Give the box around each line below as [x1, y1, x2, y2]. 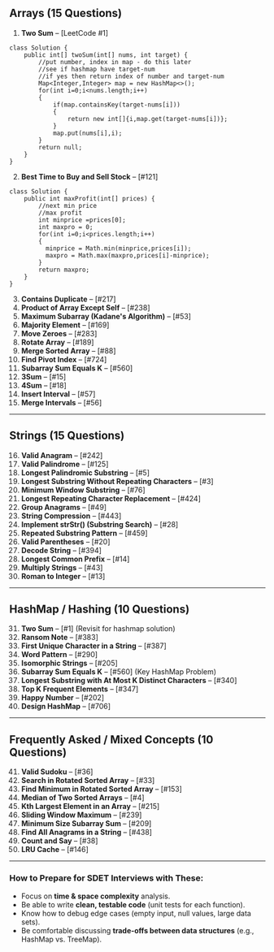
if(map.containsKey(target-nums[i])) [52, 101, 181, 109]
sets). [20, 917, 41, 927]
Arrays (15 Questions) [9, 6, 123, 20]
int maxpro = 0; [38, 223, 94, 231]
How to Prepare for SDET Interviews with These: [9, 872, 204, 884]
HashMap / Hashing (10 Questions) [9, 603, 190, 617]
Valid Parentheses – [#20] [20, 536, 111, 547]
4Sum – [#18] [20, 380, 67, 390]
